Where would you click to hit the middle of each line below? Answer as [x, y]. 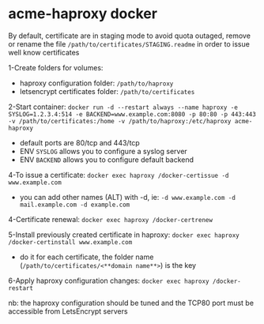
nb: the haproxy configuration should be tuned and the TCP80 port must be [131, 303]
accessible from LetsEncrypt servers [68, 311]
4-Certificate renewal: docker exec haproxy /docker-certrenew [111, 219]
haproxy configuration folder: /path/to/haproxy [96, 83]
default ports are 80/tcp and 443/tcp [79, 142]
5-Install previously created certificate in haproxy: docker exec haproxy [124, 235]
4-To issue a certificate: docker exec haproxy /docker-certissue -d [119, 175]
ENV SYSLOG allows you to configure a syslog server [103, 151]
